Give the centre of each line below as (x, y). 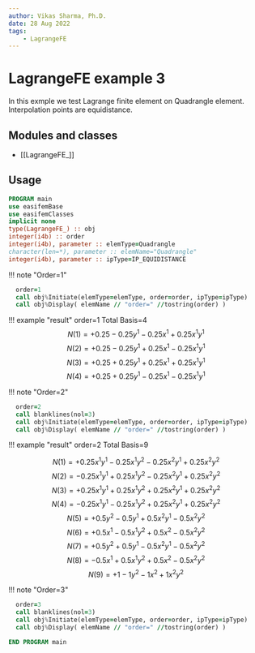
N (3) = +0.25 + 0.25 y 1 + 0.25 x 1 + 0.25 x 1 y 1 (136, 362)
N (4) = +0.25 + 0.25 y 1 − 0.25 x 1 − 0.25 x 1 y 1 (136, 376)
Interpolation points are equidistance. (71, 110)
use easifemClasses (41, 214)
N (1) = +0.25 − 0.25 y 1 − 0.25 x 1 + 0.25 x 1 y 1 (136, 333)
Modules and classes (63, 135)
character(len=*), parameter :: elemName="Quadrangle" (103, 251)
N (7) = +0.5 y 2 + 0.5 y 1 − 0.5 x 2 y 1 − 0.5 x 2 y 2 (136, 546)
